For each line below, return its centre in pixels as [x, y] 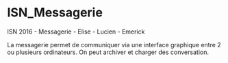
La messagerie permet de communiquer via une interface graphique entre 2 [114, 45]
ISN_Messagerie [55, 13]
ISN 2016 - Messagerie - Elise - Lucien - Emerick [76, 32]
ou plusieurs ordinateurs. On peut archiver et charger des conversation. [108, 52]
